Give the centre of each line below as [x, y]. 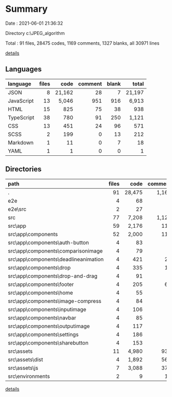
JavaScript [21, 101]
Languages [24, 69]
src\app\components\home [40, 293]
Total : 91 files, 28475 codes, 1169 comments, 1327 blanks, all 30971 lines [82, 43]
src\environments [29, 376]
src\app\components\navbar [42, 318]
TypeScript [21, 117]
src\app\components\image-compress [55, 301]
